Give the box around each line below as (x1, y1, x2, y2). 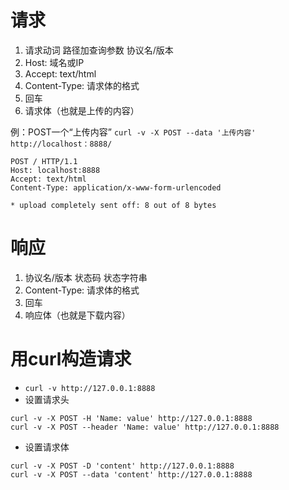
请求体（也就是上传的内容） (24, 104, 140, 116)
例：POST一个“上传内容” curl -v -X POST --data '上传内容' (10, 126, 257, 138)
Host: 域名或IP (24, 56, 85, 68)
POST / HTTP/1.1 (10, 156, 78, 166)
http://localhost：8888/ (10, 139, 113, 149)
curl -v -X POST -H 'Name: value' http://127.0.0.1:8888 (10, 413, 253, 423)
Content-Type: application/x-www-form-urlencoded (10, 182, 222, 193)
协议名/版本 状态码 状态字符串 (24, 271, 148, 283)
